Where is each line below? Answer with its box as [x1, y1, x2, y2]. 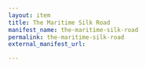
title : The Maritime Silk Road [8, 19, 111, 26]
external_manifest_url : [8, 41, 86, 48]
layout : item [8, 11, 51, 19]
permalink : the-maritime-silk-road [8, 33, 125, 41]
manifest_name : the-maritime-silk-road [8, 26, 139, 33]
